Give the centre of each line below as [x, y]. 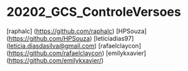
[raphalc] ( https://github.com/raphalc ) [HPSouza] [77, 31]
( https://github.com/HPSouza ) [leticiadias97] [70, 38]
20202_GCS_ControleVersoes [94, 12]
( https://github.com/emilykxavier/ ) [55, 60]
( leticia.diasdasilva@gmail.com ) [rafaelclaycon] [74, 45]
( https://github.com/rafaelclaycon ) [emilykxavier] [76, 53]
